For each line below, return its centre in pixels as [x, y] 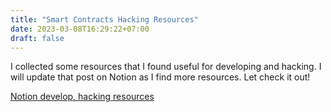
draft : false [37, 38]
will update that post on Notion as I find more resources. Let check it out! [160, 77]
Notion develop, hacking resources [82, 97]
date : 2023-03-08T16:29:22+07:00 [80, 29]
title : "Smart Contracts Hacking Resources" [104, 19]
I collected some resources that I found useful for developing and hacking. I [166, 67]
